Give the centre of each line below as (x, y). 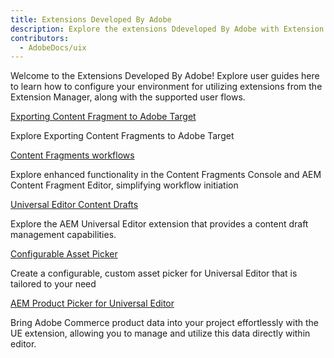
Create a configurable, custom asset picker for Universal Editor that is (154, 273)
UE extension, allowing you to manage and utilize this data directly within (160, 333)
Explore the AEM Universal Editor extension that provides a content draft (159, 224)
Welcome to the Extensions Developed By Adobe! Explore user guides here (165, 76)
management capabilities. (63, 235)
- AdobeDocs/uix (53, 47)
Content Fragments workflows (72, 155)
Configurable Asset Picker (64, 254)
